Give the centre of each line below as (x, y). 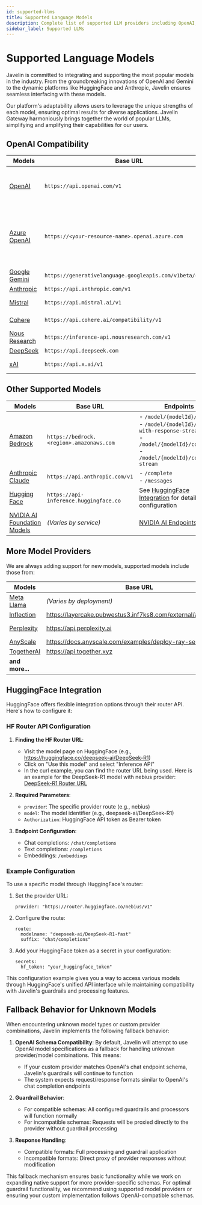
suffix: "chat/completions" (56, 940)
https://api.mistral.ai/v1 (83, 302)
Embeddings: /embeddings (56, 855)
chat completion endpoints (57, 1086)
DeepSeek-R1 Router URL (55, 783)
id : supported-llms (31, 12)
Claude (20, 480)
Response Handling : (41, 1140)
